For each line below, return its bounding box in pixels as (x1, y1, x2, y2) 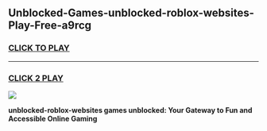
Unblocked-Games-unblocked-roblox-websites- (8, 6, 254, 20)
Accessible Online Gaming (8, 114, 98, 123)
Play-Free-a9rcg (8, 19, 92, 33)
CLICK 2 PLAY (8, 72, 64, 83)
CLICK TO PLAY (8, 43, 70, 54)
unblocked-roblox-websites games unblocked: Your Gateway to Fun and (8, 105, 253, 114)
